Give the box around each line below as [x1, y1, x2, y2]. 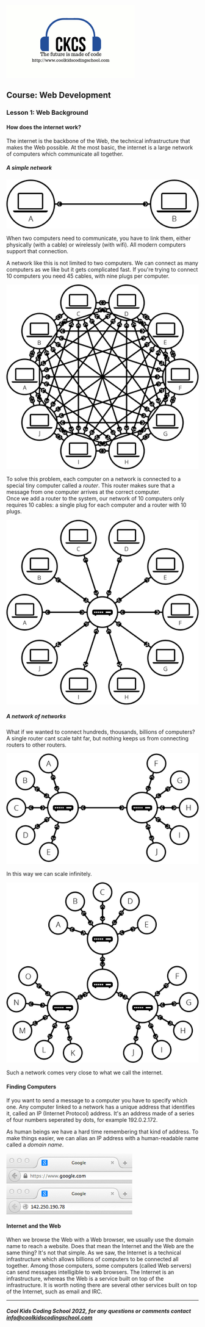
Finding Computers [6, 1083, 57, 1090]
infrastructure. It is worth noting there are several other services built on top [6, 1281, 197, 1289]
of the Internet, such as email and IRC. [6, 1287, 103, 1295]
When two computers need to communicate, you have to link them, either [6, 234, 191, 242]
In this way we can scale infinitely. [6, 870, 93, 878]
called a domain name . [6, 1141, 64, 1148]
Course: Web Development [6, 90, 112, 101]
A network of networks [6, 713, 67, 720]
